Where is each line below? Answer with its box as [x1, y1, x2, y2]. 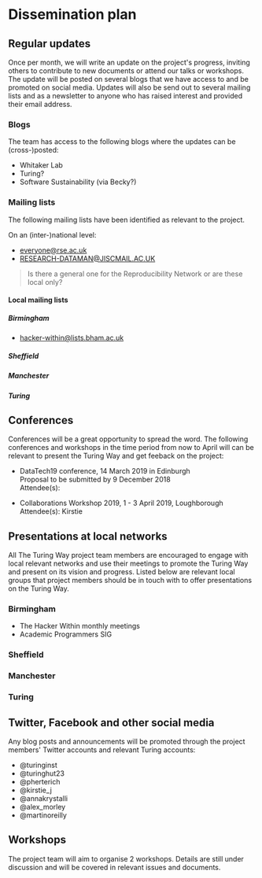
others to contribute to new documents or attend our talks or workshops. [8, 66, 244, 76]
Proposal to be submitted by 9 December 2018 [19, 474, 171, 485]
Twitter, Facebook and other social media [8, 716, 215, 729]
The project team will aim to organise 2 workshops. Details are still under [8, 854, 244, 863]
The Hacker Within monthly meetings [19, 622, 140, 631]
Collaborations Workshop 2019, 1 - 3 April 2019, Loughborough [19, 498, 224, 508]
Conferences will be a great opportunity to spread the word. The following [8, 434, 249, 444]
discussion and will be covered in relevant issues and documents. [8, 862, 221, 872]
